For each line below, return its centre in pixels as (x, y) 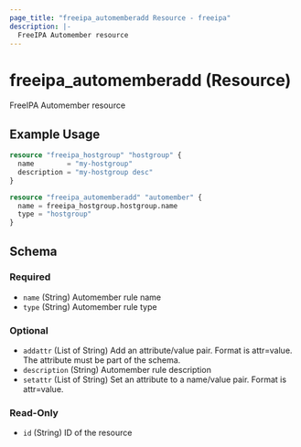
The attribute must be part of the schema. (102, 360)
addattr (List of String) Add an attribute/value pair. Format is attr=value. (157, 351)
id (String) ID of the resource (77, 433)
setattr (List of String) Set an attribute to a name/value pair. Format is (154, 379)
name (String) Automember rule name (92, 297)
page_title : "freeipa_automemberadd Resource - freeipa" (120, 18)
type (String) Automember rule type (90, 306)
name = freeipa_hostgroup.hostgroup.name (98, 206)
